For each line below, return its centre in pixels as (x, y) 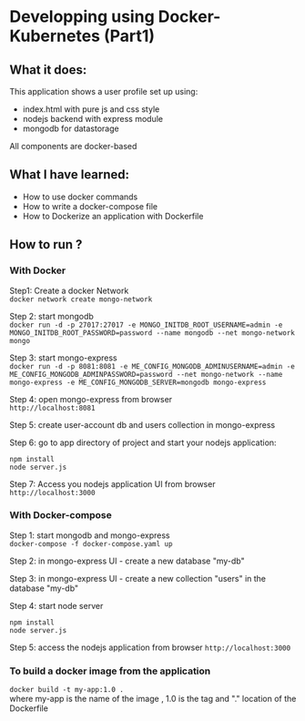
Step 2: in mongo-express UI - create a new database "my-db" (127, 561)
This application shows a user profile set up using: (104, 91)
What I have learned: (70, 175)
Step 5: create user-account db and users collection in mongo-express (142, 424)
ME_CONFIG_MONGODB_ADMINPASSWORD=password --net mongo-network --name (146, 374)
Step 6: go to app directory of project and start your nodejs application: (143, 442)
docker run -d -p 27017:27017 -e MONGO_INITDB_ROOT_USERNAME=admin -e (146, 325)
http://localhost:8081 (52, 408)
